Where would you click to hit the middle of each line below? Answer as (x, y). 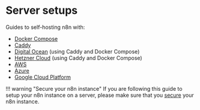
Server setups (42, 11)
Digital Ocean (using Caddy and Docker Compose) (77, 51)
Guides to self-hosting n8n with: (45, 27)
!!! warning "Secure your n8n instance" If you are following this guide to (94, 88)
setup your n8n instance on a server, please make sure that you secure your (100, 95)
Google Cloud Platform (43, 77)
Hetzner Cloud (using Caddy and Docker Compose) (78, 58)
